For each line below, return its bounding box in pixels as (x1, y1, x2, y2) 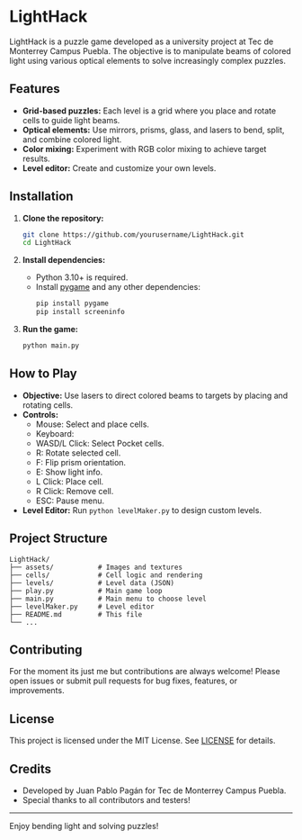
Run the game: (22, 324, 79, 335)
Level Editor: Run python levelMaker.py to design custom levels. (22, 504, 262, 515)
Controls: (22, 409, 58, 420)
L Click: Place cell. (35, 475, 104, 487)
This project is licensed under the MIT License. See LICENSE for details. (9, 736, 276, 746)
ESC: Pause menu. (35, 495, 105, 506)
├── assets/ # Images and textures (9, 563, 182, 572)
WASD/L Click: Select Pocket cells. (35, 438, 164, 448)
